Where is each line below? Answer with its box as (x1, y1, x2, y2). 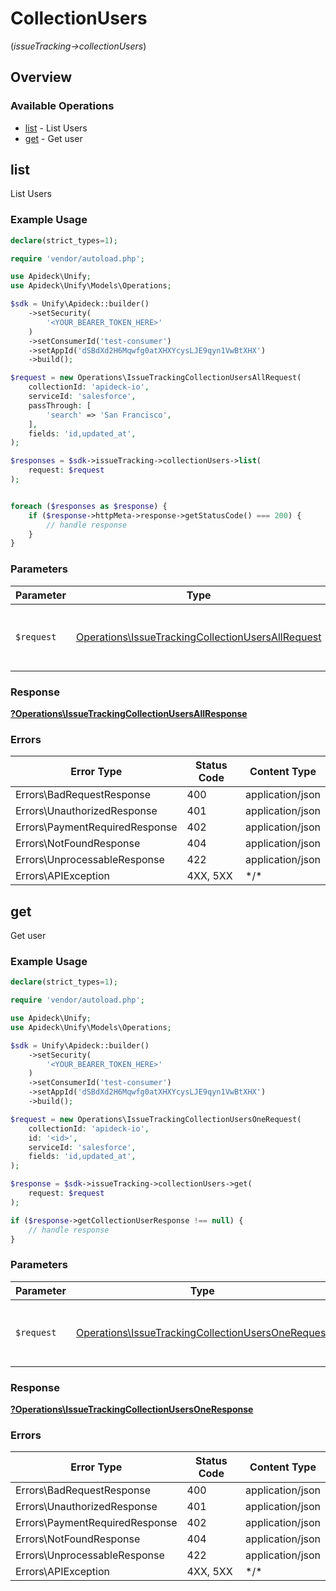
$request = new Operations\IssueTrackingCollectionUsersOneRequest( (10, 1114, 302, 1124)
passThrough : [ (28, 400, 92, 411)
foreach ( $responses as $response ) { (10, 501, 168, 511)
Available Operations (10, 99, 115, 113)
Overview (10, 69, 73, 86)
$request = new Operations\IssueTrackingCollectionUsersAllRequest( (10, 373, 302, 383)
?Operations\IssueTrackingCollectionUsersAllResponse (10, 707, 248, 719)
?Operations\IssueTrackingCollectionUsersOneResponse (10, 1403, 254, 1416)
